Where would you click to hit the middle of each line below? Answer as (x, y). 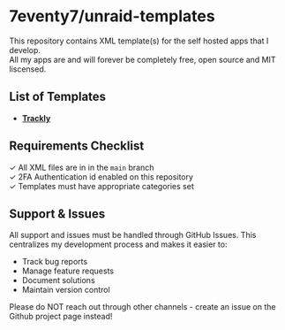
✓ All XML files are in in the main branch (82, 167)
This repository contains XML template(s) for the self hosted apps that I (139, 41)
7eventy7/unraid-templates (112, 16)
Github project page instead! (61, 317)
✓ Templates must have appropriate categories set (101, 186)
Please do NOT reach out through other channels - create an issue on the (142, 307)
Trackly (36, 118)
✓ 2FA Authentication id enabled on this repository (101, 177)
